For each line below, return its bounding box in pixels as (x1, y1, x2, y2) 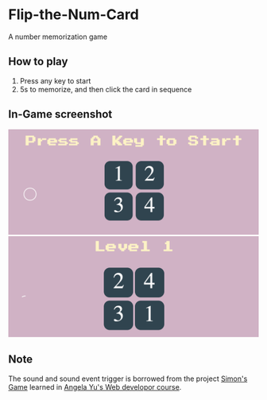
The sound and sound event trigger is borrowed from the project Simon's (8, 374, 248, 383)
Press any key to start (19, 76, 91, 85)
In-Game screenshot (8, 107, 113, 121)
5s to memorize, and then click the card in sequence (19, 84, 192, 94)
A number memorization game (8, 32, 108, 41)
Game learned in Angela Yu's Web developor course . (8, 382, 182, 391)
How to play (8, 55, 68, 68)
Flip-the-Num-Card (8, 6, 139, 24)
